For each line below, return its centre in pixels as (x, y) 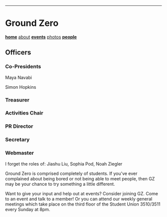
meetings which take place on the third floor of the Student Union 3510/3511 (83, 204)
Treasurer (17, 100)
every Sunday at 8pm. (28, 209)
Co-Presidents (23, 66)
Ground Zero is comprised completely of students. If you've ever (71, 173)
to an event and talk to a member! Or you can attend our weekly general (79, 199)
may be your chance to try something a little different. (60, 184)
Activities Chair (24, 113)
